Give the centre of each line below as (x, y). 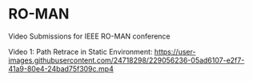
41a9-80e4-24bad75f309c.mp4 (61, 68)
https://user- (175, 51)
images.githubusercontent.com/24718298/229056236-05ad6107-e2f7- (127, 60)
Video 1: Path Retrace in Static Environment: (80, 51)
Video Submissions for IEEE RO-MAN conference (89, 36)
